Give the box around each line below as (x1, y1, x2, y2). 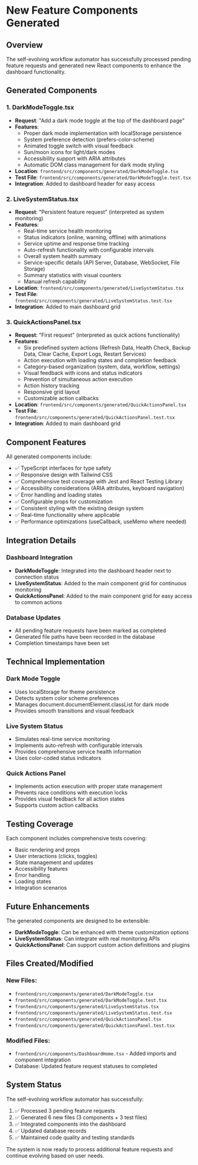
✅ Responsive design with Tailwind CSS (14, 471, 113, 479)
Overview (6, 40, 43, 50)
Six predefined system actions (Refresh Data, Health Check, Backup (23, 344, 191, 351)
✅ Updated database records (14, 1127, 87, 1134)
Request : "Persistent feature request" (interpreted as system (14, 208, 165, 215)
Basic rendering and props (14, 846, 80, 853)
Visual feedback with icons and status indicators (23, 369, 143, 376)
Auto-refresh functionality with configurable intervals (23, 246, 154, 253)
